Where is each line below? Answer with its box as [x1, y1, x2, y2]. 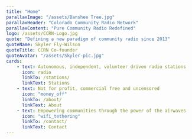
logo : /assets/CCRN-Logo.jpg [6, 31, 78, 37]
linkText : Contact [21, 124, 67, 130]
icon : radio [21, 69, 51, 75]
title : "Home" [6, 8, 41, 15]
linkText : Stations [21, 80, 70, 86]
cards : [6, 58, 22, 64]
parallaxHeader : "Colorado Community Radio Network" [6, 20, 139, 25]
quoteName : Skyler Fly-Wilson [6, 42, 81, 48]
